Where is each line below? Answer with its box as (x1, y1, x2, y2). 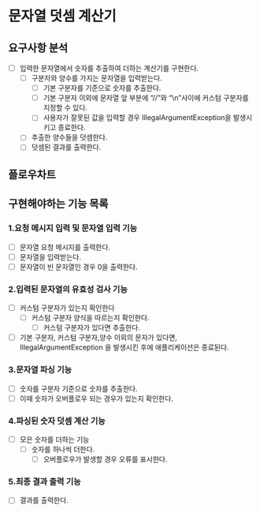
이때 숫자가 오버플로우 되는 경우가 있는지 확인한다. (19, 394, 173, 403)
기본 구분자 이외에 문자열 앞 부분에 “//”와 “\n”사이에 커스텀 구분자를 (43, 93, 250, 103)
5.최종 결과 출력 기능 (8, 476, 81, 488)
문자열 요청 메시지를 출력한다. (19, 242, 111, 252)
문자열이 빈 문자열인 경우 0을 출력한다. (19, 262, 138, 271)
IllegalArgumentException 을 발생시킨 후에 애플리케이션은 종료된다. (19, 342, 229, 352)
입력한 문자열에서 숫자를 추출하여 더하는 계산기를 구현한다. (19, 64, 199, 73)
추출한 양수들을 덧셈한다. (31, 133, 108, 142)
